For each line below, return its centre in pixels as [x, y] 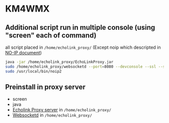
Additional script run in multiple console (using [80, 27]
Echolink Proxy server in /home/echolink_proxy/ [62, 110]
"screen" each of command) [51, 35]
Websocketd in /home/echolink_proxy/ [52, 115]
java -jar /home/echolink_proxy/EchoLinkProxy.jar [59, 62]
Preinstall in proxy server [45, 87]
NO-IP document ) [23, 53]
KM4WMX [27, 9]
